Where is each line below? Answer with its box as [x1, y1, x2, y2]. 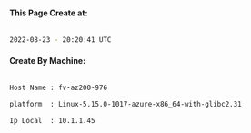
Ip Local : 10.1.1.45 [9, 117, 95, 126]
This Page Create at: [9, 7, 88, 18]
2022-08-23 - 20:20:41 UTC [9, 36, 112, 45]
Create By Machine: [9, 55, 86, 66]
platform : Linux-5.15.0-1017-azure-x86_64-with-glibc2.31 [9, 100, 243, 109]
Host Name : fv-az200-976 [9, 83, 107, 93]
